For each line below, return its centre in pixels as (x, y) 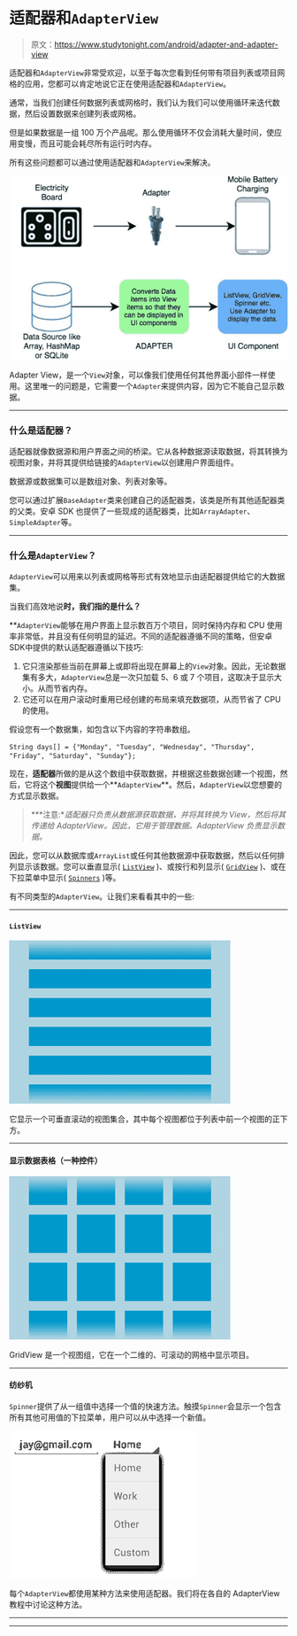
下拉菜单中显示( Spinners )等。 (65, 878)
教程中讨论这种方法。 (48, 1604)
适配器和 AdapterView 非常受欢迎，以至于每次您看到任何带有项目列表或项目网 (147, 73)
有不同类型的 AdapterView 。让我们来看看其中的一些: (102, 896)
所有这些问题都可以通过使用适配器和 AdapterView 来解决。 (112, 162)
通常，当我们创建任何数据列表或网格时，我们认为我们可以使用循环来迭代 (141, 102)
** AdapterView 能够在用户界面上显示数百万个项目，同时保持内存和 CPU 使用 (146, 625)
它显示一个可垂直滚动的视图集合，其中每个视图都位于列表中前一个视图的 (141, 1119)
